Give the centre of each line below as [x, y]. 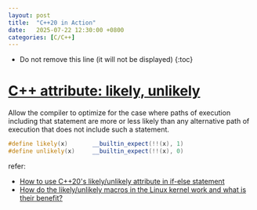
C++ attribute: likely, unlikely [104, 91]
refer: [17, 166]
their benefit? [41, 197]
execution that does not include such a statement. [89, 129]
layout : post [29, 15]
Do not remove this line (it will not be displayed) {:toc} [106, 60]
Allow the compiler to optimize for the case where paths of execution [119, 113]
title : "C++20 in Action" [52, 23]
